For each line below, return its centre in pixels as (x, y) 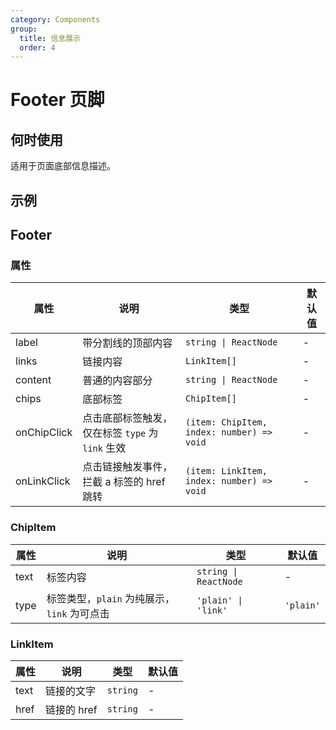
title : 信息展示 (50, 38)
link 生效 (104, 448)
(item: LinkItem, (226, 471)
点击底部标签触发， (127, 418)
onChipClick (44, 433)
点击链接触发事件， (127, 467)
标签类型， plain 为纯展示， (110, 598)
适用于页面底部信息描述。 (63, 166)
